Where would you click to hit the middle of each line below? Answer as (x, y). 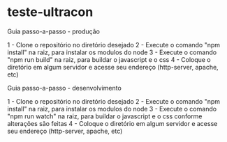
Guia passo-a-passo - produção (53, 31)
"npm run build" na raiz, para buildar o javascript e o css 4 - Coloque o (109, 59)
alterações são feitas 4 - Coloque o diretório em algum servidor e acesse (112, 123)
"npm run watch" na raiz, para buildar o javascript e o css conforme (105, 116)
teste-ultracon (50, 12)
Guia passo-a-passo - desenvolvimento (65, 88)
